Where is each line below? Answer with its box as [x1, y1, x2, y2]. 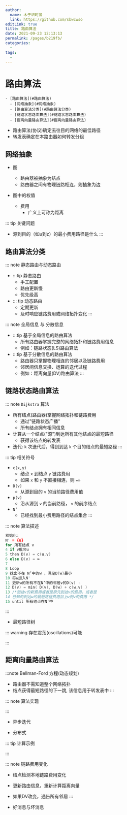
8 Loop [5, 566, 19, 571]
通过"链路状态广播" [20, 418, 60, 424]
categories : [5, 41, 30, 46]
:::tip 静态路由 [12, 272, 42, 278]
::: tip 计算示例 [5, 740, 35, 746]
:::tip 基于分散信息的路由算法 [12, 351, 73, 357]
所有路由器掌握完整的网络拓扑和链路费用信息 [20, 338, 114, 344]
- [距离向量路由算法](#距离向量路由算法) [10, 118, 86, 123]
